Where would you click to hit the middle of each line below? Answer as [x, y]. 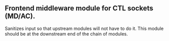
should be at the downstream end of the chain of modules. [66, 34]
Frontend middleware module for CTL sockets [79, 8]
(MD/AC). [20, 16]
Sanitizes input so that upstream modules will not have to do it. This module [84, 28]
